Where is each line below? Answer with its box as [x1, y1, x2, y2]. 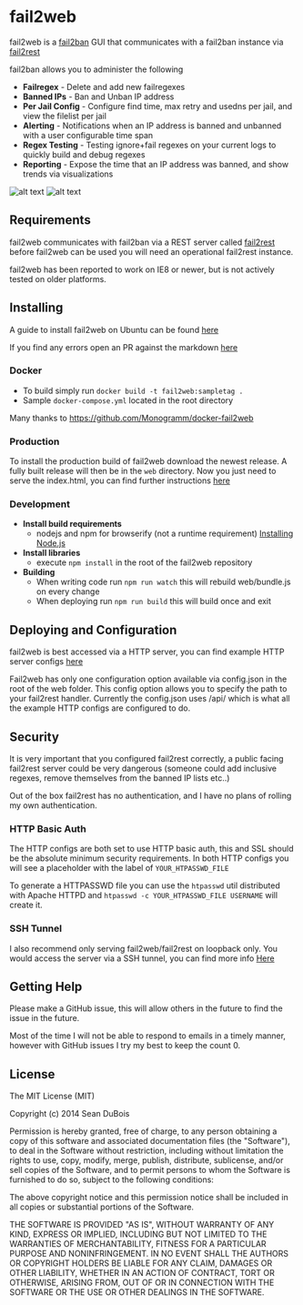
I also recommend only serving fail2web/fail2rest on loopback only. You [9, 943, 278, 954]
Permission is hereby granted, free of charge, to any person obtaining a [9, 1126, 278, 1137]
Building [22, 567, 56, 578]
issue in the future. [9, 1013, 80, 1024]
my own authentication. [9, 800, 97, 811]
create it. [9, 899, 43, 911]
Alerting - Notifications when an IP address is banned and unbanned [22, 120, 282, 131]
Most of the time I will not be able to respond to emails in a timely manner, [9, 1030, 287, 1041]
